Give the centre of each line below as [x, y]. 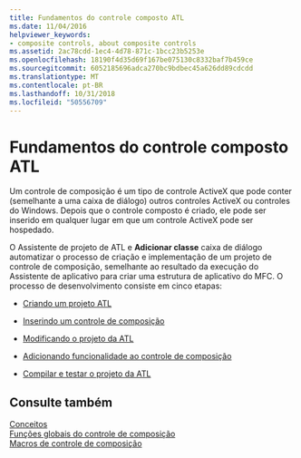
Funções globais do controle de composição [92, 434]
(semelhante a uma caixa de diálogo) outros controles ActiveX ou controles [150, 201]
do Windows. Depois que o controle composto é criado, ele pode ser [138, 210]
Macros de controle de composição [76, 443]
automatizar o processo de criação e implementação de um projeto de [141, 257]
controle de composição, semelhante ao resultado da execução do [134, 267]
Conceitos [29, 424]
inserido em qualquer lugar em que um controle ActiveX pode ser [131, 220]
